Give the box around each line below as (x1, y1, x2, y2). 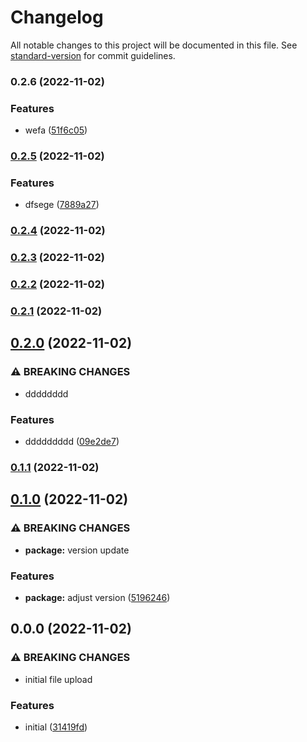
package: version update (24, 544, 130, 556)
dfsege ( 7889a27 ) (24, 199, 100, 211)
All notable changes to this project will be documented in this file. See (10, 39, 298, 51)
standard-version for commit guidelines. (10, 49, 176, 61)
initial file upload (24, 673, 93, 685)
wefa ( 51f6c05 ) (24, 124, 88, 136)
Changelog (10, 6, 104, 29)
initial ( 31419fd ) (24, 721, 88, 733)
